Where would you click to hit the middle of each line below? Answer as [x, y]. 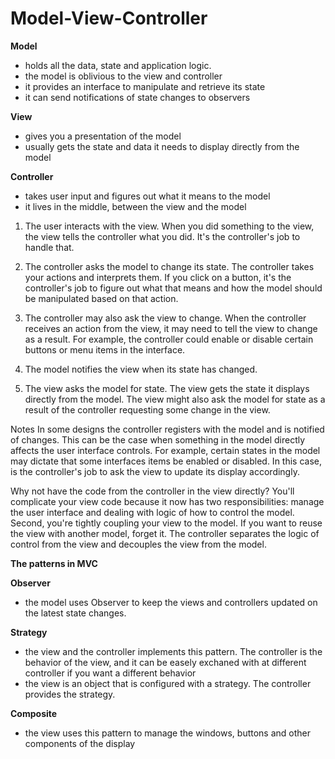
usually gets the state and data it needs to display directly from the [162, 146]
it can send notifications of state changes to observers [137, 97]
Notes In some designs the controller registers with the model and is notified [167, 429]
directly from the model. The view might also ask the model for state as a [175, 399]
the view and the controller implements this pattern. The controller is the [173, 651]
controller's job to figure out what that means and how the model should [173, 288]
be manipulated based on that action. [101, 298]
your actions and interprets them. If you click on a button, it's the [158, 277]
